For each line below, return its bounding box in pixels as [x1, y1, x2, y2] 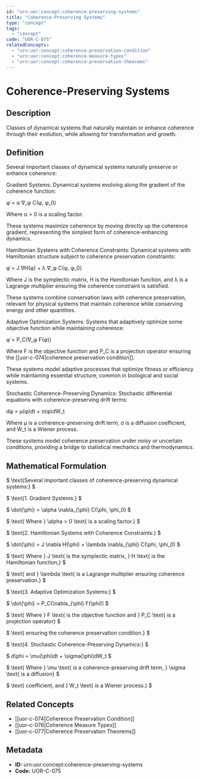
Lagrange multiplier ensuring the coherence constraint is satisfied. [6, 282, 170, 290]
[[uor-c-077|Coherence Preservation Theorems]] [14, 728, 136, 735]
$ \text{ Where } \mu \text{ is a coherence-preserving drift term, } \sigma [6, 664, 186, 672]
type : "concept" [6, 20, 47, 26]
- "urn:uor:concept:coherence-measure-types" [11, 53, 127, 59]
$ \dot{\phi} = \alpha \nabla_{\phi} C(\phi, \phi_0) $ [6, 506, 131, 513]
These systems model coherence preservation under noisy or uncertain [6, 437, 183, 445]
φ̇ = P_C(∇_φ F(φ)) [6, 336, 52, 343]
